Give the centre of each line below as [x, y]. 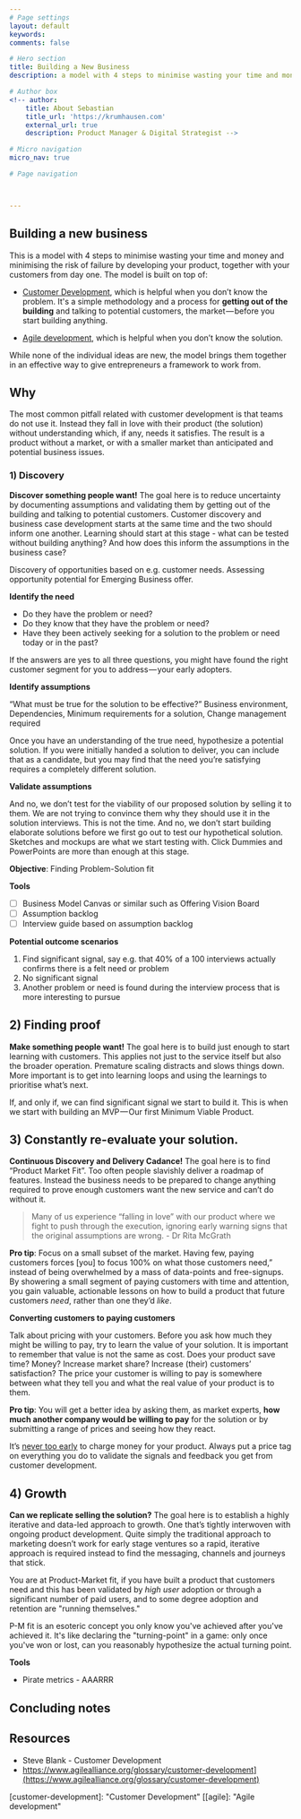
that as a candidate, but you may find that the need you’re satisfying [135, 759]
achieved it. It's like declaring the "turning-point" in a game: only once [138, 1635]
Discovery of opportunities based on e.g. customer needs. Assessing [137, 569]
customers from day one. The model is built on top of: [108, 274]
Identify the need [42, 596]
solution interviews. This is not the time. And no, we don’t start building [140, 823]
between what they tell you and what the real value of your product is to [142, 1383]
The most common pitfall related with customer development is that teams [146, 414]
